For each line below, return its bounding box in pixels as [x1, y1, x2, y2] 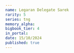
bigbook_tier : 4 [5, 26, 40, 31]
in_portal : [5, 31, 28, 36]
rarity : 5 [5, 12, 26, 17]
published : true [5, 40, 40, 45]
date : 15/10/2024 [5, 36, 42, 41]
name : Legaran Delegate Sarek [5, 7, 69, 13]
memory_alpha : [5, 21, 35, 27]
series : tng [5, 17, 30, 22]
